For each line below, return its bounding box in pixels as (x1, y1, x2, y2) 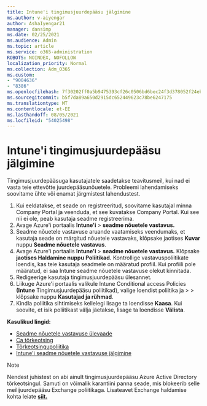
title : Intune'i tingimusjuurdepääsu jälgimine (7, 9, 131, 15)
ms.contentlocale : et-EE (7, 105, 71, 112)
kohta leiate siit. (7, 393, 48, 400)
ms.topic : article (7, 44, 54, 50)
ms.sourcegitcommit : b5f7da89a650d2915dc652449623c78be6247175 (7, 94, 173, 101)
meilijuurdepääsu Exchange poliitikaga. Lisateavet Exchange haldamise (7, 386, 187, 394)
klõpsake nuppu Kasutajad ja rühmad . (15, 293, 114, 301)
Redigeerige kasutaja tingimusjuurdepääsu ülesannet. (15, 274, 152, 281)
